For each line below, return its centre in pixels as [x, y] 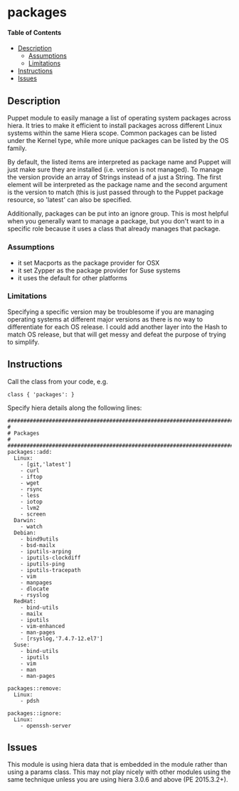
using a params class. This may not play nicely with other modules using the [119, 772]
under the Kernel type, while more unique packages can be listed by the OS [118, 141]
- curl [30, 470]
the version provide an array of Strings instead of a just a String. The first [115, 177]
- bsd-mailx [38, 545]
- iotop [31, 501]
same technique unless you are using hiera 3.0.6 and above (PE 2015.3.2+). [118, 780]
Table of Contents [34, 32]
